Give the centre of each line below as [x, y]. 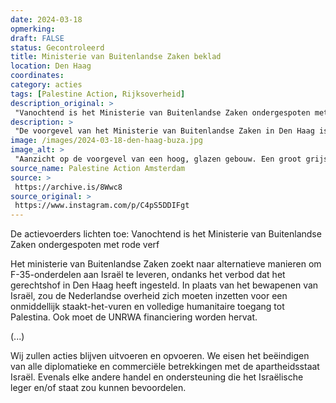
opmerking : [33, 29]
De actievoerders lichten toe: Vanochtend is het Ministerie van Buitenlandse [166, 234]
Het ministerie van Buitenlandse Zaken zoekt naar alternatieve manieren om [166, 264]
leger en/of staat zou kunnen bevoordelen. [98, 388]
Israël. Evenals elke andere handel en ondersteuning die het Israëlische [157, 377]
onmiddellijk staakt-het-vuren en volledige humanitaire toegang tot [147, 307]
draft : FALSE [37, 38]
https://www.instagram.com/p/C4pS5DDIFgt [102, 206]
